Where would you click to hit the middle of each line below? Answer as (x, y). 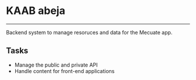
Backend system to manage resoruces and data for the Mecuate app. (89, 32)
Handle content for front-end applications (64, 71)
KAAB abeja (36, 11)
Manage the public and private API (56, 65)
